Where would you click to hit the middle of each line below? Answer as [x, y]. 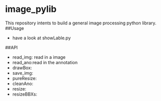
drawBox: [22, 68]
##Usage [15, 28]
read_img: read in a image [39, 57]
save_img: [23, 73]
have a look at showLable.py [41, 38]
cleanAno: [23, 84]
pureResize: [25, 78]
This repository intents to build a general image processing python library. [81, 23]
